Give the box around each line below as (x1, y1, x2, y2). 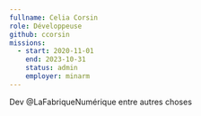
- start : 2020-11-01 (17, 47, 94, 56)
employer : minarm (25, 72, 91, 81)
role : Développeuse (9, 22, 83, 31)
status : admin (25, 64, 78, 73)
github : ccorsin (9, 30, 70, 39)
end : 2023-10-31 (25, 55, 87, 64)
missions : (9, 38, 47, 48)
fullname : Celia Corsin (9, 13, 99, 22)
